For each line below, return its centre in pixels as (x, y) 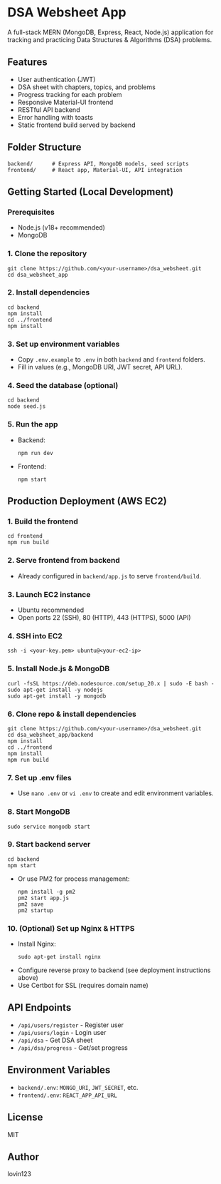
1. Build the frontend (43, 521)
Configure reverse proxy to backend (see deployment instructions (114, 970)
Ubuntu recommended (50, 610)
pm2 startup (35, 910)
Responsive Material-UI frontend (65, 102)
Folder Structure (44, 147)
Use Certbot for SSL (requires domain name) (83, 986)
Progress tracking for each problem (70, 94)
